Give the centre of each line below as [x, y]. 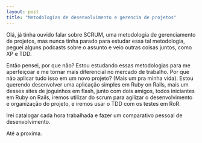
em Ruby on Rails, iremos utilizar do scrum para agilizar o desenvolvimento [99, 97]
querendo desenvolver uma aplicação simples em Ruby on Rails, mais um [97, 84]
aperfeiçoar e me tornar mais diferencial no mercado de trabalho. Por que [98, 71]
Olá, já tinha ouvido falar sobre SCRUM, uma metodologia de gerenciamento [101, 34]
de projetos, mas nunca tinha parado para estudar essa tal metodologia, [96, 41]
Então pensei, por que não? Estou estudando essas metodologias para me [99, 65]
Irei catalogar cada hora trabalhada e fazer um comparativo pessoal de [94, 115]
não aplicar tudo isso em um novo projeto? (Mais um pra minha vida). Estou [100, 78]
